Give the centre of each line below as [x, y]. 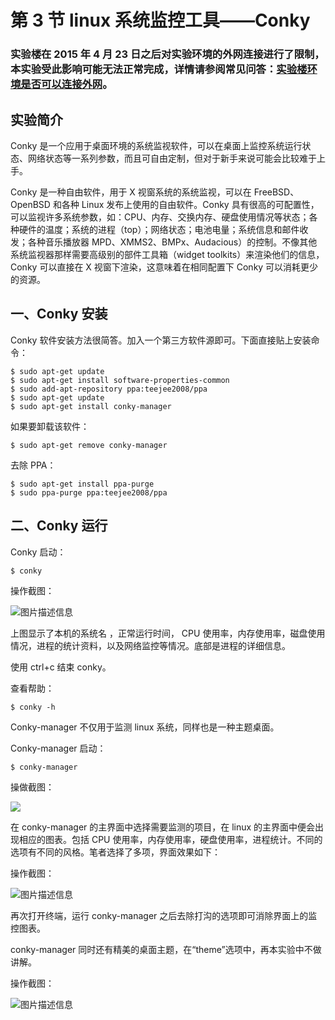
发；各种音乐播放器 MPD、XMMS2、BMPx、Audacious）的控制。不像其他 [164, 242]
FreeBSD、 [276, 192]
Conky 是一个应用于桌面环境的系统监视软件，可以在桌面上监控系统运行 [156, 145]
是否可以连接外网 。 [66, 84]
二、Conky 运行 [59, 526]
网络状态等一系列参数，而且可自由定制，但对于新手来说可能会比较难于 [172, 158]
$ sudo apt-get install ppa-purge [82, 484]
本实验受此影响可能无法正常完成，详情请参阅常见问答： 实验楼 [159, 69]
